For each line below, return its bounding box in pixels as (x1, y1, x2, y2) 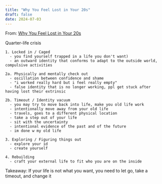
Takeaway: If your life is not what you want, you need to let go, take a (5, 168, 148, 174)
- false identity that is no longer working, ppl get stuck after (9, 84, 151, 90)
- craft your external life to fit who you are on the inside (9, 159, 142, 164)
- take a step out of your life (9, 115, 77, 120)
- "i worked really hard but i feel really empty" (9, 80, 117, 85)
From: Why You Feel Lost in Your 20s (5, 30, 81, 36)
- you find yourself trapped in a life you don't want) (9, 54, 128, 59)
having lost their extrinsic (5, 89, 66, 94)
